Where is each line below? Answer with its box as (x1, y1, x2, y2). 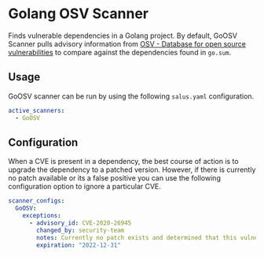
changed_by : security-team (36, 226, 125, 234)
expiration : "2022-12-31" (36, 241, 122, 249)
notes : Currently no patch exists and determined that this (36, 233, 237, 241)
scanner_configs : (8, 197, 65, 205)
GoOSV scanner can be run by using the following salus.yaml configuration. (8, 91, 255, 101)
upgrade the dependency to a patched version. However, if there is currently (8, 165, 256, 174)
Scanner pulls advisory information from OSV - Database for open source (8, 39, 246, 48)
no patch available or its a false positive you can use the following (8, 173, 222, 183)
